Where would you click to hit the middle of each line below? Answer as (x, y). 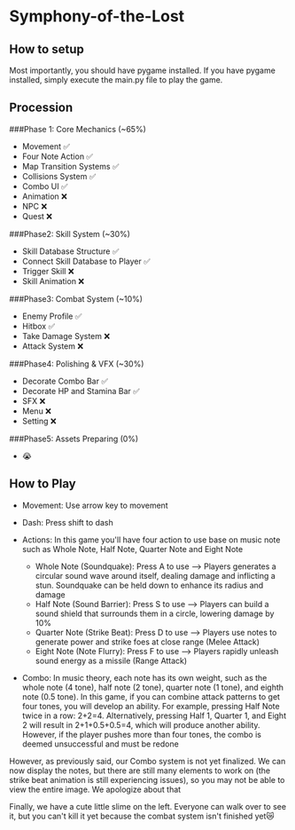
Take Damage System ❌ (66, 336)
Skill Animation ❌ (53, 281)
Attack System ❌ (53, 346)
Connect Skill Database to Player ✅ (86, 261)
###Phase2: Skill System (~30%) (70, 233)
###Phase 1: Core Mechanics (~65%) (78, 129)
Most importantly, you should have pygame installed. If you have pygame (143, 70)
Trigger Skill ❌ (48, 271)
